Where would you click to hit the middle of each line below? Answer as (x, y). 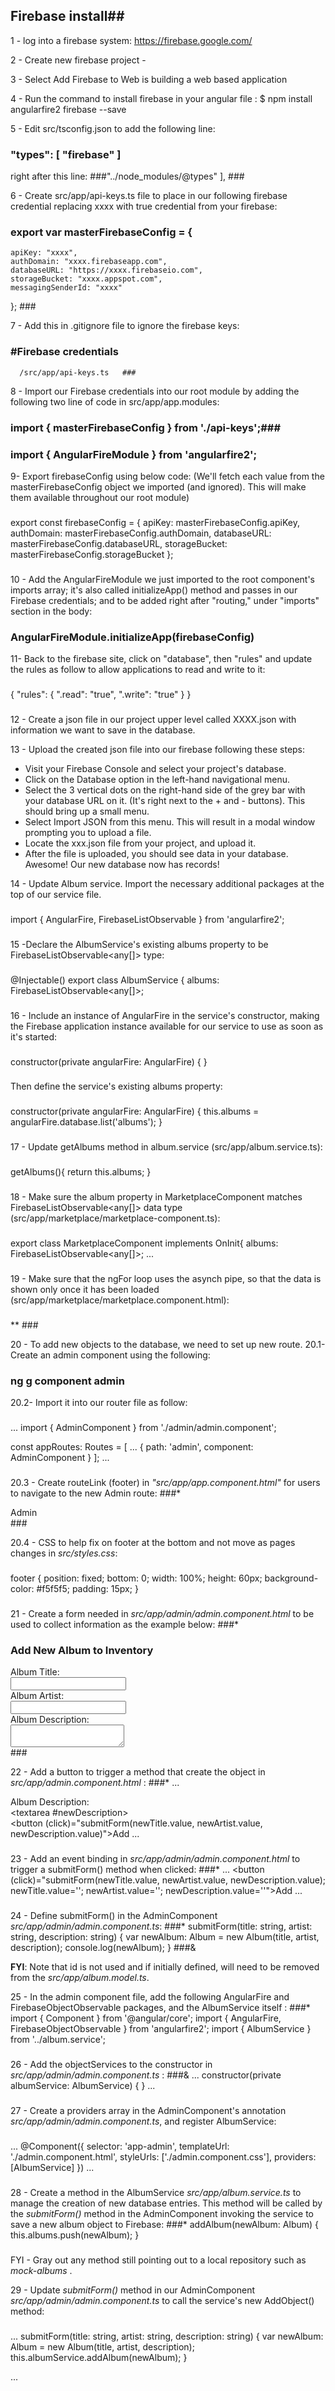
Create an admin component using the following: (110, 1355)
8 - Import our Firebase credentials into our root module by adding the (155, 391)
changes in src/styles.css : (64, 1553)
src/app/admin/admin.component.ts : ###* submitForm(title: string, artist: (161, 1926)
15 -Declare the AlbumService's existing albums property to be (139, 944)
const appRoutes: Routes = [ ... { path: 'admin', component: (132, 1447)
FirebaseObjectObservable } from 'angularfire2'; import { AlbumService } (161, 2029)
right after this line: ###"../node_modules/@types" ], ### (127, 176)
